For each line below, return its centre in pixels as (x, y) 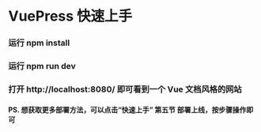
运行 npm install (39, 43)
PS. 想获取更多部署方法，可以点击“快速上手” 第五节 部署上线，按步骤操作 (127, 109)
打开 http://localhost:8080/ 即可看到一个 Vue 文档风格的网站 (125, 89)
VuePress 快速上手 (70, 16)
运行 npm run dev (42, 66)
